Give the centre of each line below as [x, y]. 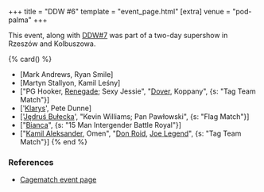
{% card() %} [30, 59]
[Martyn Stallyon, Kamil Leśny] [70, 83]
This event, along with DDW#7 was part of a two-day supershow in [118, 35]
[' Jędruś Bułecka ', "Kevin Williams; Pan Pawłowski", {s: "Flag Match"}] [134, 117]
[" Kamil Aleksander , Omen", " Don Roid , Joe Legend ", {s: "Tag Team [130, 133]
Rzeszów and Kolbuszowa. [52, 44]
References [31, 162]
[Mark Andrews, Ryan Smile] [66, 74]
